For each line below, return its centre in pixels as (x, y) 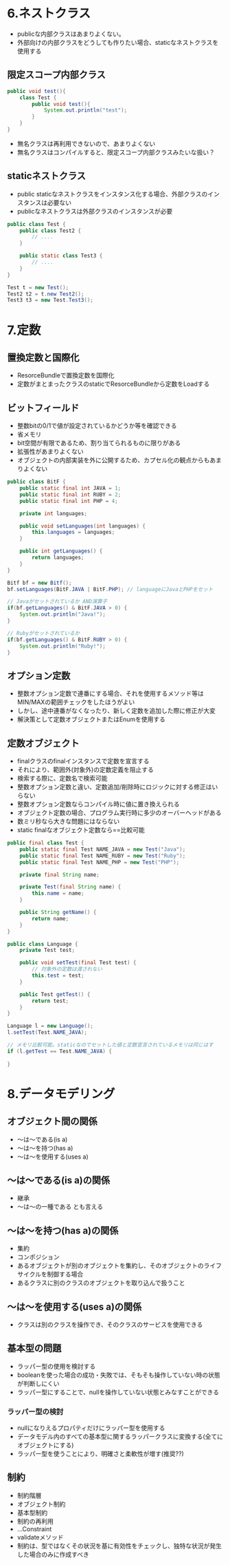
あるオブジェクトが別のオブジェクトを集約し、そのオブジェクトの (110, 1266)
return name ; (50, 919)
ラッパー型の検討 (35, 1411)
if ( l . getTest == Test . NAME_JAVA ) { (59, 1051)
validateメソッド (40, 1537)
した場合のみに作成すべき (53, 1554)
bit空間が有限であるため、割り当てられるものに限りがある (99, 443)
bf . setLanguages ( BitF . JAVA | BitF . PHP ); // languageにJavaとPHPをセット (110, 589)
